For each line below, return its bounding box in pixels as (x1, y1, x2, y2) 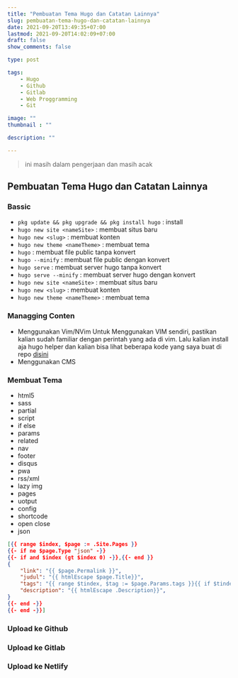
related (17, 437, 39, 445)
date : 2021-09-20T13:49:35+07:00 (7, 23, 106, 31)
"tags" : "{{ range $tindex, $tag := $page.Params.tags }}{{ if (20, 580, 211, 588)
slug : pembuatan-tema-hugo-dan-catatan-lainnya (7, 17, 151, 24)
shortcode (17, 512, 48, 520)
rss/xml (17, 474, 40, 483)
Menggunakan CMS (17, 357, 76, 366)
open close (17, 520, 51, 528)
